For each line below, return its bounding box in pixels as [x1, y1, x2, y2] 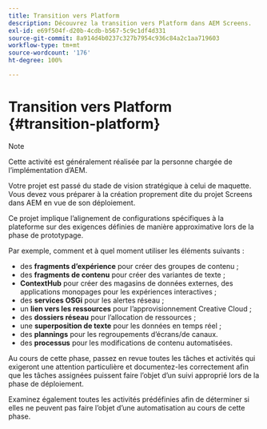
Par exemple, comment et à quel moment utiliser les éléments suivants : [8, 246, 245, 255]
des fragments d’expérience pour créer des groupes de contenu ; [19, 261, 239, 271]
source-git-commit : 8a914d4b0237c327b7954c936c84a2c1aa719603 [8, 34, 220, 42]
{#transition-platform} [8, 115, 161, 133]
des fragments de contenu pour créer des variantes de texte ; [19, 270, 225, 279]
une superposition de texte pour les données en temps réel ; [19, 321, 222, 331]
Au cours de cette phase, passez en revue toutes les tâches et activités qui [8, 353, 256, 363]
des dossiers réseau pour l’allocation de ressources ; [19, 312, 197, 322]
